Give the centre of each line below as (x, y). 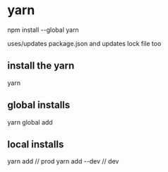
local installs (36, 144)
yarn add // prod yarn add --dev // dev (63, 161)
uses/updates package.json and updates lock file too (84, 43)
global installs (39, 105)
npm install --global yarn (43, 30)
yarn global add (30, 122)
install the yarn (41, 66)
